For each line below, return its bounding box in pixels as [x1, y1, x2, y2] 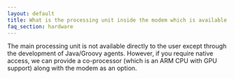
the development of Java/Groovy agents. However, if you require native [7, 49, 214, 58]
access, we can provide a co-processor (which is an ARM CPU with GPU [7, 57, 217, 65]
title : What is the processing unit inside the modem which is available [7, 17, 228, 24]
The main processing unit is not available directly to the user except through [7, 42, 227, 51]
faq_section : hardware [7, 23, 74, 30]
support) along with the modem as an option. [7, 64, 137, 73]
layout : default [7, 10, 55, 17]
